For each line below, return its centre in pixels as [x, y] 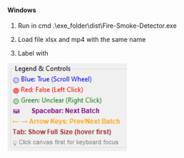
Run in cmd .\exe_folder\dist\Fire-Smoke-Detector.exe [97, 26]
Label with [33, 53]
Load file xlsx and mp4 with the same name [82, 40]
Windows [22, 10]
